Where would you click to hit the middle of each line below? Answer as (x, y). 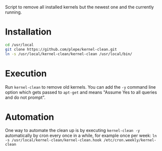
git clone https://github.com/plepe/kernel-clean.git (61, 49)
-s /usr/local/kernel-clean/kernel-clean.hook (53, 140)
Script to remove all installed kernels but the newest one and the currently (80, 7)
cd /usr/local (20, 45)
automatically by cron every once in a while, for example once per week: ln (81, 135)
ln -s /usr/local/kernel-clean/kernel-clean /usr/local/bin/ (69, 54)
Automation (30, 117)
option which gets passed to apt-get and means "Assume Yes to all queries (81, 92)
